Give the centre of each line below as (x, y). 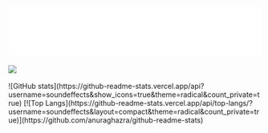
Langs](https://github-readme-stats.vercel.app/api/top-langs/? (149, 103)
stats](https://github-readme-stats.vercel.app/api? (121, 86)
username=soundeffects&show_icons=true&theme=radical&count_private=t (134, 95)
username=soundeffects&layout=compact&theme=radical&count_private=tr (134, 111)
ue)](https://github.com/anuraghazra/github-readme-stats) (106, 120)
